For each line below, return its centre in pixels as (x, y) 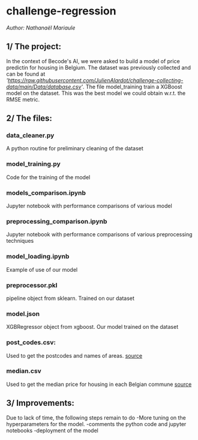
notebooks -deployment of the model (52, 430)
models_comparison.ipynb (46, 192)
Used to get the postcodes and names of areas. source (74, 355)
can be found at (26, 74)
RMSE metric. (23, 99)
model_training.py (34, 164)
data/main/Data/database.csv (44, 87)
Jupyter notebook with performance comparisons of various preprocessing (100, 234)
